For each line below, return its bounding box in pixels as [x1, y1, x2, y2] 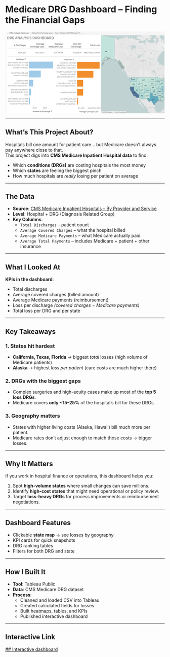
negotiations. [12, 499, 40, 505]
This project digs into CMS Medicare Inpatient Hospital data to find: [5, 152, 148, 158]
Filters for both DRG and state [12, 548, 75, 554]
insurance [20, 244, 41, 250]
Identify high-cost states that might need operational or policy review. [12, 488, 159, 494]
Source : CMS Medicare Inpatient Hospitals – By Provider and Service [12, 205, 157, 212]
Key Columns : [12, 217, 43, 223]
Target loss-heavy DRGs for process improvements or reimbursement [12, 494, 159, 500]
